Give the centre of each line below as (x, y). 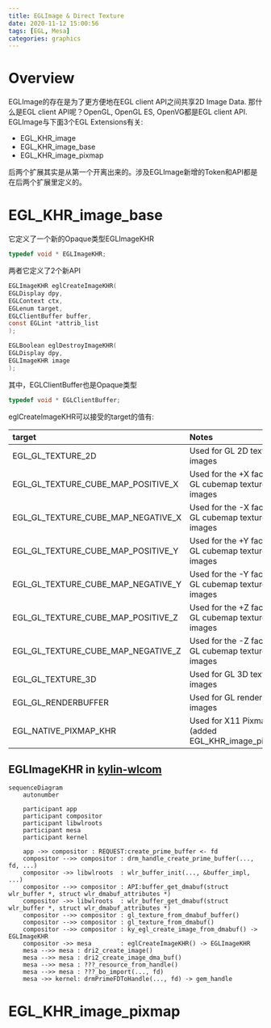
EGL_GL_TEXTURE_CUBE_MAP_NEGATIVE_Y (97, 584)
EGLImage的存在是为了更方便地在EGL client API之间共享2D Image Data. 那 (132, 102)
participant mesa (52, 831)
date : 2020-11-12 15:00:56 (54, 23)
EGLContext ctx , (35, 301)
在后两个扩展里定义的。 (47, 182)
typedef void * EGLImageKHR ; (57, 254)
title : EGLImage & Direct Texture (67, 16)
